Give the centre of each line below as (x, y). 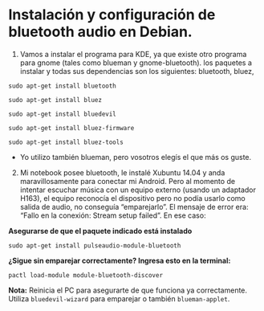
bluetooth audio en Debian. (100, 32)
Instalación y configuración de (112, 15)
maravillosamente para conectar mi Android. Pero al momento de (127, 181)
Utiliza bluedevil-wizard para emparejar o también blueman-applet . (119, 298)
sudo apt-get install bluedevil (62, 114)
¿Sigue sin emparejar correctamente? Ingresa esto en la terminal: (120, 260)
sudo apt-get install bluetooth (62, 86)
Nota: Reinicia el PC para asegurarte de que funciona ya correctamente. (128, 290)
